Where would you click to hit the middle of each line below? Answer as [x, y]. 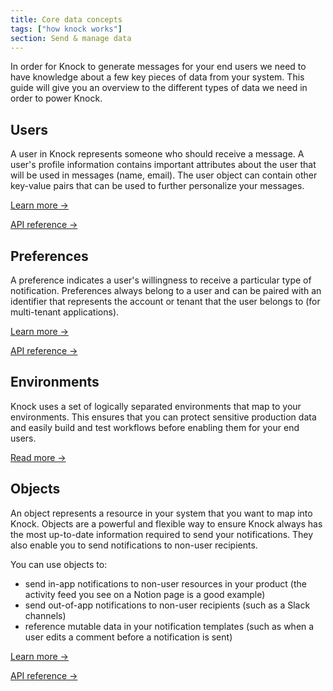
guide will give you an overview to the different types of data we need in [159, 88]
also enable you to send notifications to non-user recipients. [134, 545]
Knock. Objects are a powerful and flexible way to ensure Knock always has [166, 523]
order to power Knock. [56, 98]
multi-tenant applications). [65, 312]
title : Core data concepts [66, 19]
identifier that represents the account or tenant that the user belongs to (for [165, 301]
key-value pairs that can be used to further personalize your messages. [157, 186]
